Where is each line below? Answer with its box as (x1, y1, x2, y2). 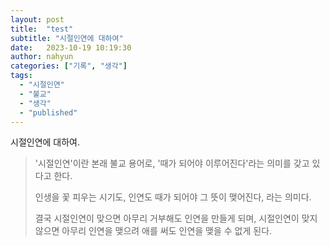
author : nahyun (10, 52, 74, 62)
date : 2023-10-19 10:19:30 (10, 42, 132, 53)
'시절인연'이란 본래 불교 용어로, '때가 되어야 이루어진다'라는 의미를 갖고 (34, 157, 310, 170)
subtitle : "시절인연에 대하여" (10, 33, 124, 43)
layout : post (10, 14, 65, 25)
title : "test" (10, 24, 74, 34)
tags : (10, 71, 33, 81)
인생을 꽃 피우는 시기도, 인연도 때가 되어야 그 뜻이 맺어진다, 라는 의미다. (34, 191, 312, 203)
